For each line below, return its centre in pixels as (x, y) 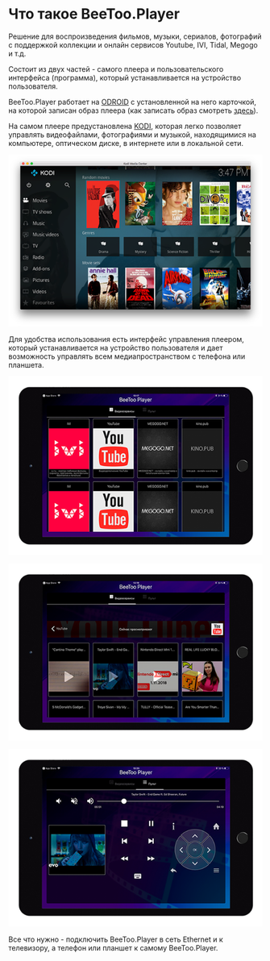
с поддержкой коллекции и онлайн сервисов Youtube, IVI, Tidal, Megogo (133, 44)
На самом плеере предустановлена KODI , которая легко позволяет (125, 126)
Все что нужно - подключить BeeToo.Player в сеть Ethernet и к (116, 939)
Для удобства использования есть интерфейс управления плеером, (126, 339)
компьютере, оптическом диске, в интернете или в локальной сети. (126, 143)
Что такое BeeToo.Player (94, 14)
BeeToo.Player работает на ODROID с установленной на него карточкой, (132, 102)
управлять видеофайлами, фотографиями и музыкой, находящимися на (132, 135)
